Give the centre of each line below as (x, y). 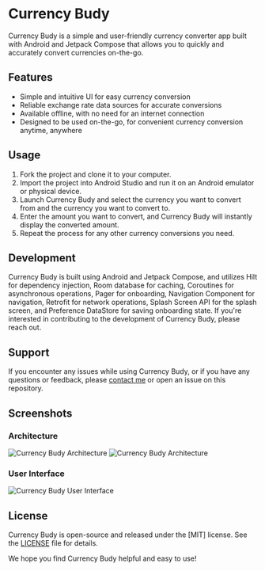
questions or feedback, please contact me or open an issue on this (117, 380)
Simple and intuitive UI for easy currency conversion (105, 97)
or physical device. (50, 191)
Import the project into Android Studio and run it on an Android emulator (137, 182)
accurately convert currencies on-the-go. (76, 52)
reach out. (25, 327)
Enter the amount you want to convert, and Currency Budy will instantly (136, 216)
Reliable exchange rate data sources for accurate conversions (121, 105)
